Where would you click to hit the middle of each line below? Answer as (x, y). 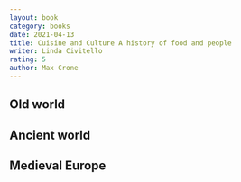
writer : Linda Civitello (56, 51)
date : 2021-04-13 (42, 34)
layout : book (34, 18)
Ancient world (50, 135)
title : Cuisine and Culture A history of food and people (120, 43)
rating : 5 (28, 59)
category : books (40, 26)
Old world (37, 105)
